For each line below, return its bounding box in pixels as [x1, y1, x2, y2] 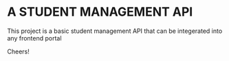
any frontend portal [7, 34, 62, 42]
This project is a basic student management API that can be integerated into [7, 27, 223, 35]
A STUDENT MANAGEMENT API [7, 4, 193, 20]
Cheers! [7, 47, 30, 56]
